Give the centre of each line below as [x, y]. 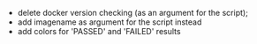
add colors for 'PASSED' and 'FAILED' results [99, 31]
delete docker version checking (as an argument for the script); [133, 13]
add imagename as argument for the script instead [110, 22]
